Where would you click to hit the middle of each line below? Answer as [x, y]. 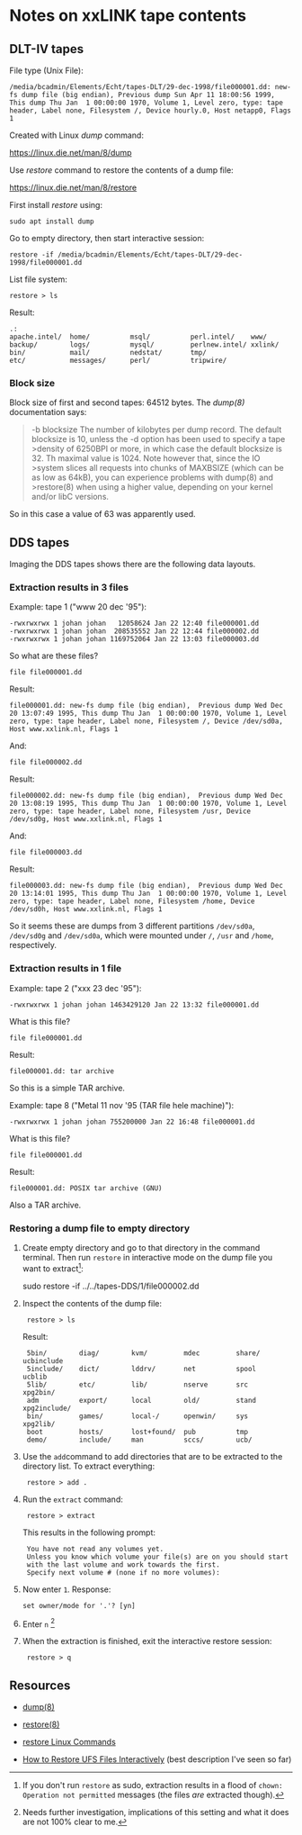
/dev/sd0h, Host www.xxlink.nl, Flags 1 [86, 909]
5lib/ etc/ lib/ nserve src [138, 1384]
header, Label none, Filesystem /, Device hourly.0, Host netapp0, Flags [151, 111]
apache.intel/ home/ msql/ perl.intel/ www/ [138, 337]
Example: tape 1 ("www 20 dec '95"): [78, 607]
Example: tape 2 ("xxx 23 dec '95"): [75, 988]
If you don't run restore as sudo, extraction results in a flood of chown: [152, 1785]
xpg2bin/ [39, 1392]
